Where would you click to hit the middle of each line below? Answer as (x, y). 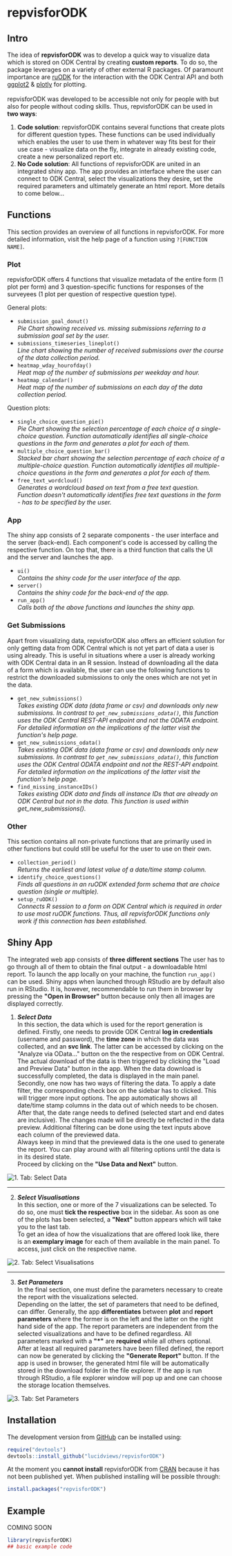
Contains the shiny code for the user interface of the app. (99, 578)
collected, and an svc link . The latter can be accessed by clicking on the (120, 1046)
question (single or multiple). (58, 892)
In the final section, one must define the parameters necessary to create (120, 1290)
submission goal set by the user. (63, 336)
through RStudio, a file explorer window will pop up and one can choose (119, 1377)
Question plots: (29, 408)
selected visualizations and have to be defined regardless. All (104, 1333)
